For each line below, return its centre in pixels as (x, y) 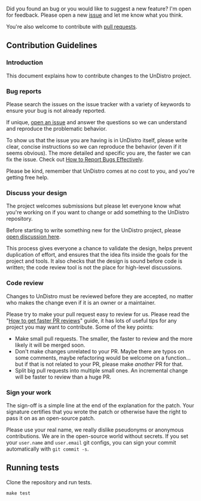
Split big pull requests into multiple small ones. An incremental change (101, 370)
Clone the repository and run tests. (49, 482)
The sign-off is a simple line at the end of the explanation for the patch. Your (100, 405)
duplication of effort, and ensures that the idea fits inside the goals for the (97, 255)
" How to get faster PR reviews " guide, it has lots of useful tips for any (92, 320)
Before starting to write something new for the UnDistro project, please (94, 230)
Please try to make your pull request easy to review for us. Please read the (98, 314)
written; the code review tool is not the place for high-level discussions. (94, 268)
